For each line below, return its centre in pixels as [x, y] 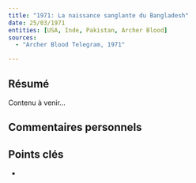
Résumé [29, 84]
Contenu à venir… [37, 103]
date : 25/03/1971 [37, 23]
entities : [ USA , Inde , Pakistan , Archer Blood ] [88, 30]
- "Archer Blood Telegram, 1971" [70, 45]
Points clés [36, 154]
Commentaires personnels [75, 127]
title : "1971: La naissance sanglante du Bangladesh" [99, 15]
